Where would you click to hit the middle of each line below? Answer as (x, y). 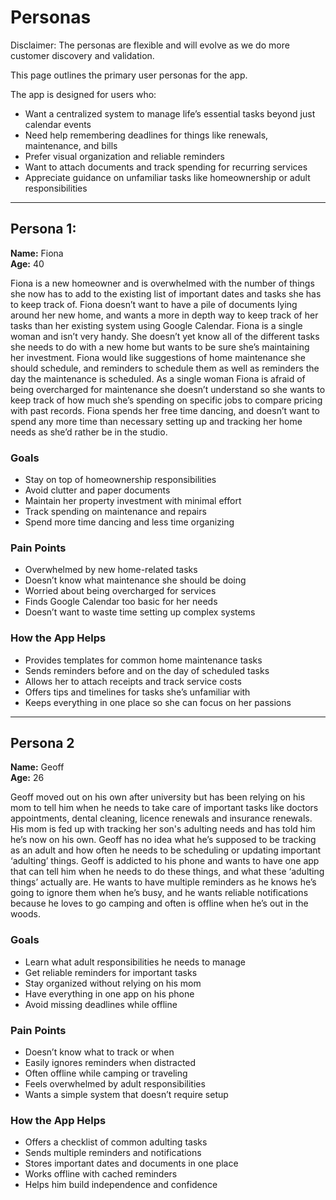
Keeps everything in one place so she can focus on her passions (158, 702)
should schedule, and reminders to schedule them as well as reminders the (165, 368)
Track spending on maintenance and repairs (115, 512)
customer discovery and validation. (82, 55)
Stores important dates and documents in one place (131, 1163)
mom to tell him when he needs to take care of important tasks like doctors (164, 808)
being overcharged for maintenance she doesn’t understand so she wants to (168, 389)
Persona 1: (43, 229)
